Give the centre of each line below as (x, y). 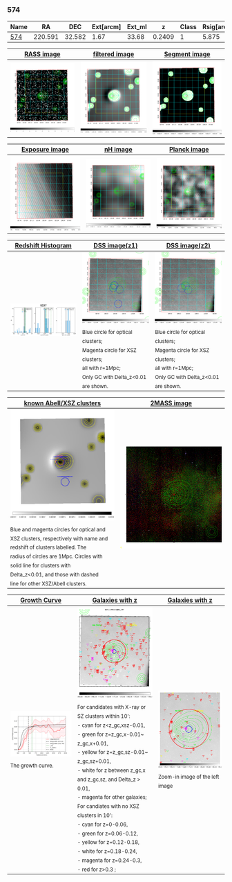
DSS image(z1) (116, 246)
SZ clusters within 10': (104, 716)
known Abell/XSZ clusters (62, 403)
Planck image (189, 150)
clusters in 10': (95, 815)
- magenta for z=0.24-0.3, (109, 861)
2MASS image (171, 403)
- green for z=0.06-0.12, (107, 834)
